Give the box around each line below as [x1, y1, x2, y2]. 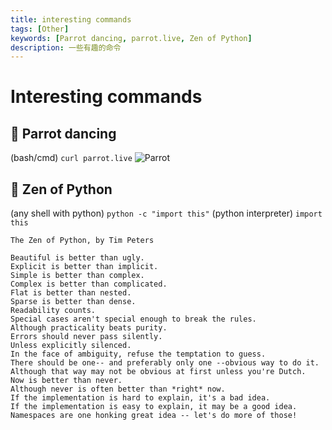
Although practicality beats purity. [10, 323, 168, 333]
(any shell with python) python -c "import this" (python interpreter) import [10, 207, 323, 220]
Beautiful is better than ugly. [10, 253, 145, 263]
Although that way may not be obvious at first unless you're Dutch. [10, 367, 307, 377]
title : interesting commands [10, 14, 132, 25]
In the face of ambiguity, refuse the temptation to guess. [10, 349, 267, 360]
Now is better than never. [10, 376, 123, 386]
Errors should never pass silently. [10, 332, 163, 342]
